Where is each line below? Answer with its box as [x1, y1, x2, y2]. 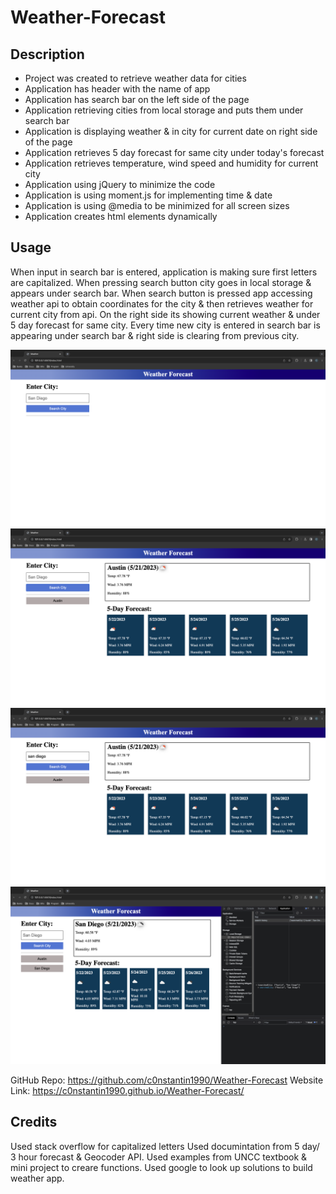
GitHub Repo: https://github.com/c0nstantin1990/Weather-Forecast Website [10, 1074, 324, 1086]
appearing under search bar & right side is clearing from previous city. [10, 329, 300, 341]
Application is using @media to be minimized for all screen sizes [24, 200, 290, 211]
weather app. [10, 1172, 65, 1184]
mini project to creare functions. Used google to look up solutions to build [10, 1161, 313, 1173]
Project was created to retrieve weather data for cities [24, 72, 247, 84]
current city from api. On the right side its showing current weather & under [10, 308, 321, 320]
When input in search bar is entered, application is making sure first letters [10, 266, 318, 278]
